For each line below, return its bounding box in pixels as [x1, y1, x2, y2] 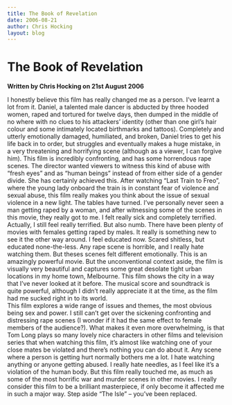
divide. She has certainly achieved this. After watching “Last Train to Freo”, [7, 177, 220, 185]
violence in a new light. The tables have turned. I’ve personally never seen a [7, 199, 224, 207]
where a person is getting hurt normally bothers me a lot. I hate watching [7, 353, 215, 361]
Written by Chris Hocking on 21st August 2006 [7, 82, 144, 91]
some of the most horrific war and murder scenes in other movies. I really [7, 375, 217, 384]
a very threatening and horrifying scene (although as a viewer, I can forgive [7, 147, 222, 156]
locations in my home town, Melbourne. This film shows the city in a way [7, 272, 215, 280]
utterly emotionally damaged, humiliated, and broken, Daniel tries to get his [7, 132, 222, 141]
